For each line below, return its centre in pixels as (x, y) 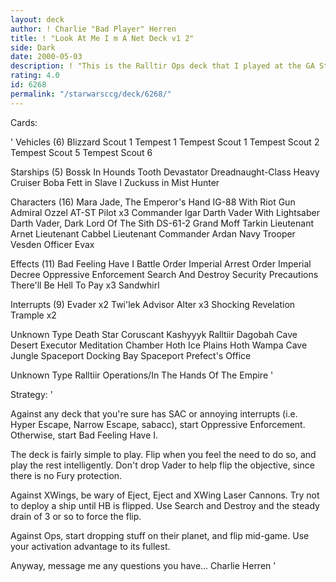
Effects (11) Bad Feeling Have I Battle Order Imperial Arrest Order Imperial (161, 263)
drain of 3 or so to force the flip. (76, 516)
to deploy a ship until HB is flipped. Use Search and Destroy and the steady (165, 505)
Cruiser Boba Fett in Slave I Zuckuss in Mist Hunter (115, 182)
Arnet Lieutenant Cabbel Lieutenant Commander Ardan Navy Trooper (153, 233)
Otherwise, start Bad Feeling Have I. (84, 435)
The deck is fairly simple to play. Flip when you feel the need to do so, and (163, 454)
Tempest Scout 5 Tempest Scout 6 (81, 152)
